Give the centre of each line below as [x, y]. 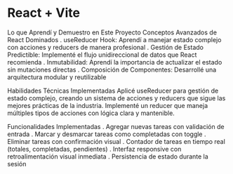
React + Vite [44, 13]
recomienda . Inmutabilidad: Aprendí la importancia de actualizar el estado [115, 62]
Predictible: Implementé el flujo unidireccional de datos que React [102, 55]
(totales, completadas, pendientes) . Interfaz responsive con [94, 149]
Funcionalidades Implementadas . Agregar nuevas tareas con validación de [116, 126]
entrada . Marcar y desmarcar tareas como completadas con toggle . [107, 134]
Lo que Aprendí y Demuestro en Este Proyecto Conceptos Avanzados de [112, 32]
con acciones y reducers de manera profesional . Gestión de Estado [105, 47]
